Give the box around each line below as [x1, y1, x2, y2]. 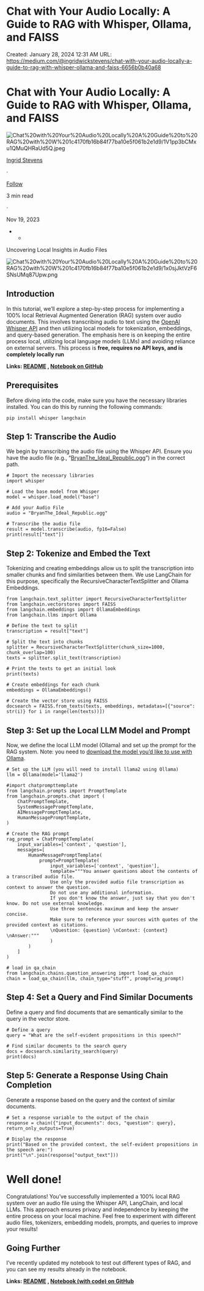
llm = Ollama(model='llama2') [6, 771, 84, 778]
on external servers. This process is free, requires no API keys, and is [6, 344, 183, 351]
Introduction [6, 289, 55, 299]
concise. [6, 911, 29, 917]
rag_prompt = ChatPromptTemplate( [6, 836, 95, 842]
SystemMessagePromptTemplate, [17, 804, 95, 810]
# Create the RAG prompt [6, 831, 70, 837]
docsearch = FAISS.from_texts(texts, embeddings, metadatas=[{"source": [6, 703, 195, 709]
